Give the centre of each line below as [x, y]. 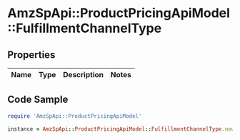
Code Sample [38, 100]
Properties [31, 55]
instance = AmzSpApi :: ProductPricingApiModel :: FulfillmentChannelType [115, 129]
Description [83, 75]
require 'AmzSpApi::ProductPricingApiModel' [75, 116]
